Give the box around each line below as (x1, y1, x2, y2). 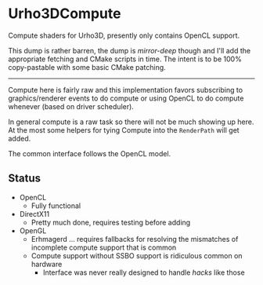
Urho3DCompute (8, 5, 121, 23)
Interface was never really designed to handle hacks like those (42, 268, 245, 277)
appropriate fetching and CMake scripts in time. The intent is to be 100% (8, 54, 243, 64)
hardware (31, 259, 63, 269)
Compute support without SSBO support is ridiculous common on (31, 250, 243, 260)
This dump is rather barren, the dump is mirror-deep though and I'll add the (8, 46, 251, 55)
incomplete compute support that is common (31, 243, 177, 252)
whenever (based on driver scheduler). (8, 101, 135, 111)
